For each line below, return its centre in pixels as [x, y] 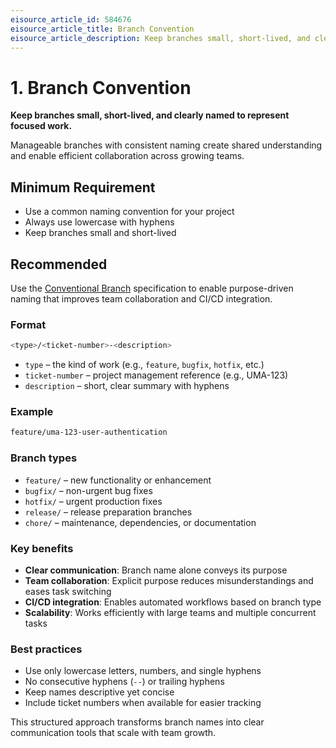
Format [28, 324]
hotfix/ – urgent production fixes [93, 501]
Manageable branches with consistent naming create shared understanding [166, 145]
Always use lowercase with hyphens [99, 222]
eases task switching [68, 591]
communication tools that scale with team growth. [113, 733]
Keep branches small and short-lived [100, 233]
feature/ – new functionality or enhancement [118, 480]
